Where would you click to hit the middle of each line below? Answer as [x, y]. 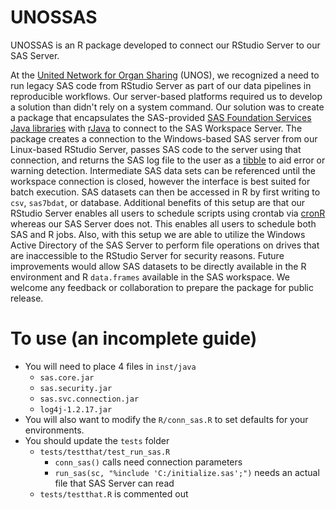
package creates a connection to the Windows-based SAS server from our [164, 138]
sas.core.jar [67, 377]
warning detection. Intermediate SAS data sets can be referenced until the [163, 170]
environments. [54, 430]
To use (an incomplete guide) [134, 338]
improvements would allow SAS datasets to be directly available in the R [158, 266]
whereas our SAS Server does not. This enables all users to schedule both [163, 223]
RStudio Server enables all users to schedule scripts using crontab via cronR [168, 213]
